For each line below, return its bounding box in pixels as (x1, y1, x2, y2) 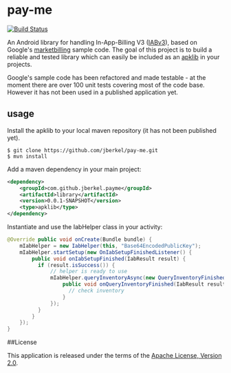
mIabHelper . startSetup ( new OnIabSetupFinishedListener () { (19, 248, 192, 256)
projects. (7, 60, 32, 68)
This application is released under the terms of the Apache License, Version (7, 352, 222, 360)
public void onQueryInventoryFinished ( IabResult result (62, 281, 226, 288)
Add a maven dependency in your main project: (7, 164, 142, 173)
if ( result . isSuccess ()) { (37, 262, 115, 268)
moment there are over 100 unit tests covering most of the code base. (7, 81, 205, 89)
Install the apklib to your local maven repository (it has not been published (7, 126, 217, 134)
